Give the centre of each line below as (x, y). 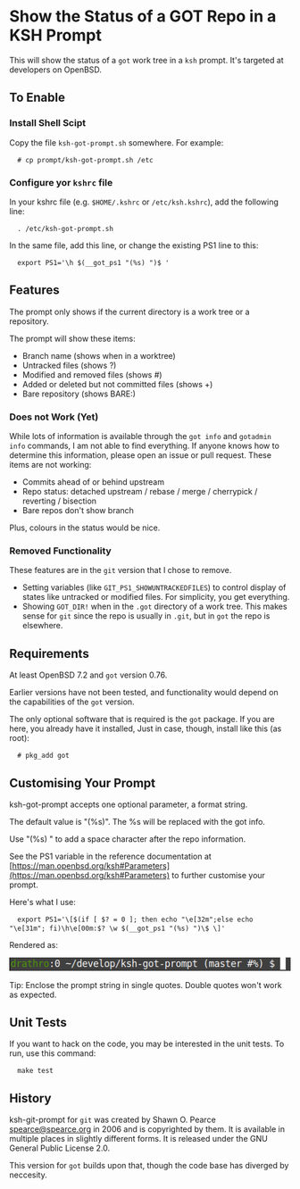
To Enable (37, 98)
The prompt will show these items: (72, 338)
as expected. (33, 994)
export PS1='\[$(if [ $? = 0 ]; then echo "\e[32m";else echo (135, 919)
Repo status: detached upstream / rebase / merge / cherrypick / (140, 492)
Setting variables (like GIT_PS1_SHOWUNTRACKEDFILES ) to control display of (154, 587)
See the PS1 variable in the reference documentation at (110, 856)
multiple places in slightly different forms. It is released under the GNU (138, 1139)
